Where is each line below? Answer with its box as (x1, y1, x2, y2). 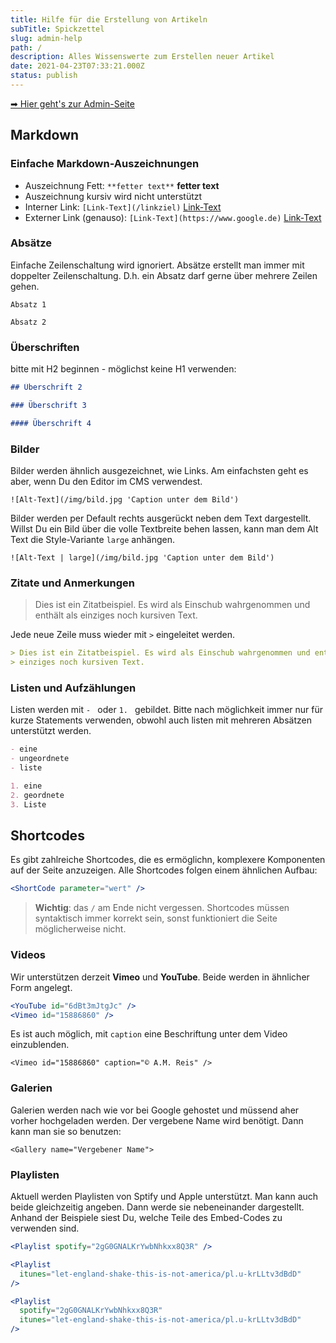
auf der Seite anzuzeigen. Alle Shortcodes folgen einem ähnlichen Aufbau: (10, 864, 318, 876)
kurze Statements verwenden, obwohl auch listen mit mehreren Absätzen (10, 714, 312, 726)
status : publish (10, 71, 78, 81)
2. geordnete (10, 790, 65, 800)
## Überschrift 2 (10, 382, 83, 393)
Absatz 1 (10, 299, 47, 310)
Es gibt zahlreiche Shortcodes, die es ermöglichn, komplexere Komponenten (10, 854, 326, 866)
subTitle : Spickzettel (10, 24, 105, 34)
